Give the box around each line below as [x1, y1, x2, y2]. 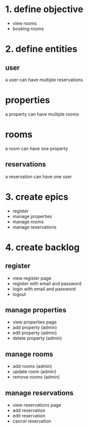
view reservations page [12, 402, 61, 408]
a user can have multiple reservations [5, 77, 83, 83]
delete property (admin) [12, 335, 62, 341]
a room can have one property [5, 145, 68, 151]
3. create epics [5, 191, 69, 202]
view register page [12, 275, 52, 281]
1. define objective [5, 4, 83, 15]
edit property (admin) [12, 330, 57, 336]
